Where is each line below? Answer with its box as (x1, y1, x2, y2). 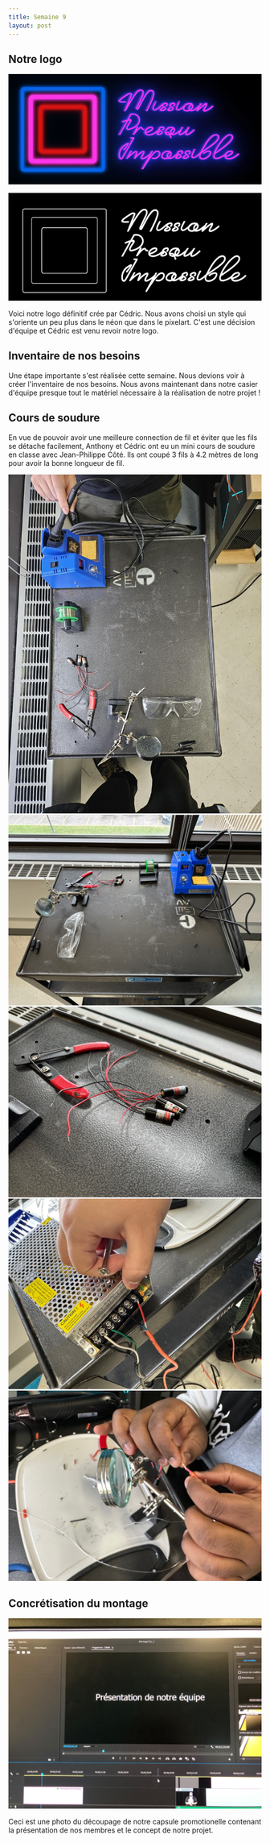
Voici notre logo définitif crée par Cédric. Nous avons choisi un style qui (8, 309, 247, 318)
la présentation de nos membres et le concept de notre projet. (8, 1825, 214, 1835)
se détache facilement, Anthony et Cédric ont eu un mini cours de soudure (8, 441, 256, 450)
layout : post (8, 21, 52, 30)
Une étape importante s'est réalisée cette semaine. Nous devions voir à (8, 371, 245, 380)
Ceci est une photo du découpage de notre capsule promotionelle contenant (8, 1817, 262, 1827)
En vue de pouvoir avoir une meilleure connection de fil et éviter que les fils (8, 432, 258, 442)
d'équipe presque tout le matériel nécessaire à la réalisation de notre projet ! (8, 388, 261, 397)
